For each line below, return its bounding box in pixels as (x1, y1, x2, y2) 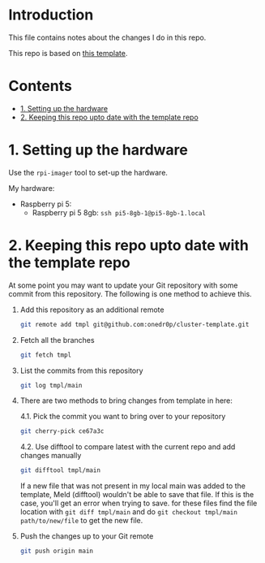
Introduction (8, 6, 94, 24)
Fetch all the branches (19, 335, 95, 344)
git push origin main (19, 547, 93, 556)
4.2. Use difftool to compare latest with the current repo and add (19, 442, 236, 452)
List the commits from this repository (19, 366, 143, 375)
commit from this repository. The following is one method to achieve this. (8, 288, 253, 298)
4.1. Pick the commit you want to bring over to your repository (19, 412, 226, 422)
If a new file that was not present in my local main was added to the (19, 481, 246, 491)
